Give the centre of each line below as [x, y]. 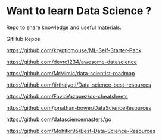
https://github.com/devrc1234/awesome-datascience [71, 62]
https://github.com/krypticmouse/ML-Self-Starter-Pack [74, 50]
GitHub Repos [23, 39]
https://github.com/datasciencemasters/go [59, 119]
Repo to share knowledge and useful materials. [64, 27]
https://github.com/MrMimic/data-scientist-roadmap [71, 73]
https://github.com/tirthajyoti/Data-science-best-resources [79, 85]
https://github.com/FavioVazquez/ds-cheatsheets [67, 96]
